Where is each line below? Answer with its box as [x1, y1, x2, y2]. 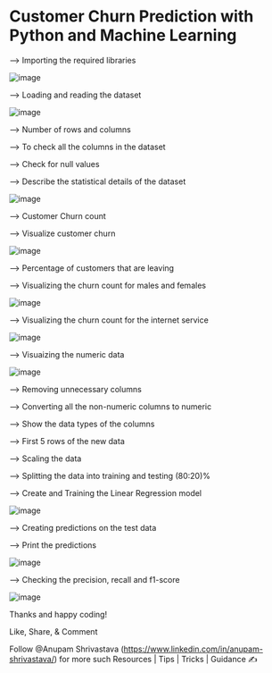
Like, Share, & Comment [9, 626, 98, 636]
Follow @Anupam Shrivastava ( [9, 644, 125, 654]
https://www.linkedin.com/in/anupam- [123, 644, 263, 654]
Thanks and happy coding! [9, 609, 108, 619]
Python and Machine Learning [9, 25, 237, 46]
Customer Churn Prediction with [9, 6, 254, 27]
